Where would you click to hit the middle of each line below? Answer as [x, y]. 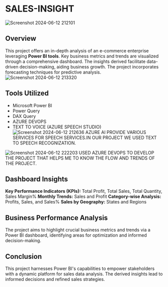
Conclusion [24, 257]
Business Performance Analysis [57, 218]
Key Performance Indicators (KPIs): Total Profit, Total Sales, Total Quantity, [84, 191]
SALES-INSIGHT [40, 9]
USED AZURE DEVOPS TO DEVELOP [116, 153]
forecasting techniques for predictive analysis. [53, 72]
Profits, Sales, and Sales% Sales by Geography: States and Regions [76, 202]
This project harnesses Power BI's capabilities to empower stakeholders [80, 268]
